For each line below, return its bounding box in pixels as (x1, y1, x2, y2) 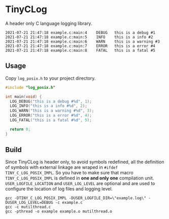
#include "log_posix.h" (5, 85, 56, 90)
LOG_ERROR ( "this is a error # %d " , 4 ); (10, 113, 92, 118)
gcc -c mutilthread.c (5, 204, 51, 210)
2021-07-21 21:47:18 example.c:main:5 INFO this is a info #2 (5, 34, 153, 40)
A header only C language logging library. (5, 20, 92, 26)
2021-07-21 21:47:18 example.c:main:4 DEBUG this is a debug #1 (5, 30, 156, 35)
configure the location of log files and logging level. (5, 186, 113, 192)
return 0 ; (10, 127, 30, 132)
